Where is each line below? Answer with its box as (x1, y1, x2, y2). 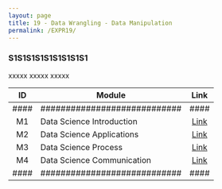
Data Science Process (40, 141, 123, 152)
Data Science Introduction (40, 116, 138, 127)
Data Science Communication (40, 154, 152, 165)
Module (96, 89, 126, 100)
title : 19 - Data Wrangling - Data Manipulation (8, 19, 173, 27)
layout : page (8, 11, 52, 20)
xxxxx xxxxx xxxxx (8, 71, 70, 80)
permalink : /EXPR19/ (8, 26, 77, 34)
